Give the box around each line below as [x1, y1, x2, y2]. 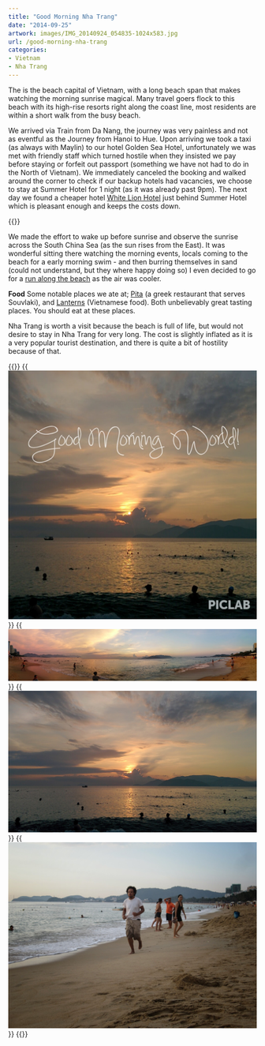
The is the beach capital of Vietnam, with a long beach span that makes [8, 85, 241, 95]
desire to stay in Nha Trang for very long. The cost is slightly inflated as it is [8, 329, 253, 339]
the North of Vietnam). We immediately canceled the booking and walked [8, 167, 247, 177]
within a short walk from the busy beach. [8, 111, 141, 120]
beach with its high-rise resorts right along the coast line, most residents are [8, 102, 256, 111]
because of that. [8, 346, 62, 355]
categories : [8, 46, 47, 54]
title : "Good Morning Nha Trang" [8, 13, 118, 21]
